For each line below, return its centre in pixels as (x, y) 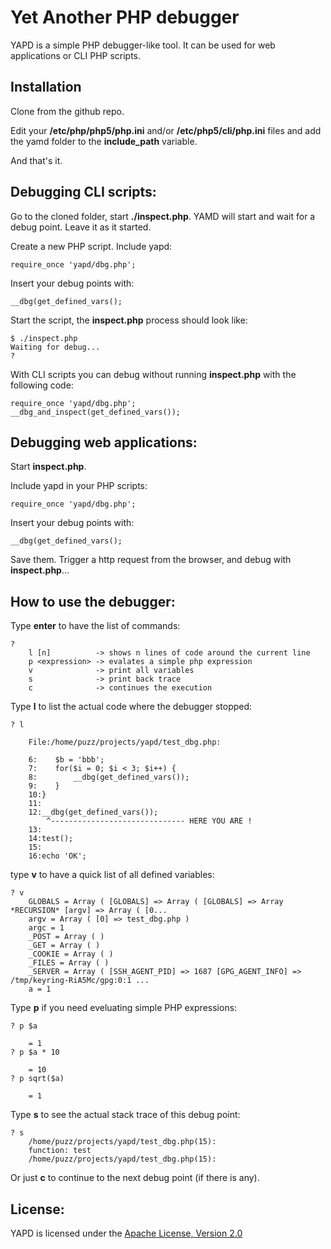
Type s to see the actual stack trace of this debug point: (125, 1115)
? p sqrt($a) (37, 1079)
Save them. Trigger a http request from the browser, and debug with (151, 560)
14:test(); (51, 839)
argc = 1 (46, 928)
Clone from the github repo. (67, 111)
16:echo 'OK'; (57, 856)
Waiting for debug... (55, 347)
